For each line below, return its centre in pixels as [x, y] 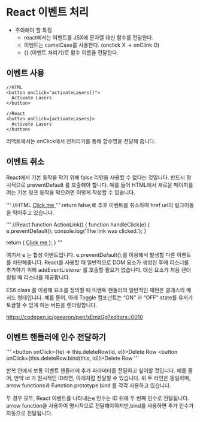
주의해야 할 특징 [33, 30]
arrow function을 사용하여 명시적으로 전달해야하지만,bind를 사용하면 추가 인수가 [100, 406]
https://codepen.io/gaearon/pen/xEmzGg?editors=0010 [75, 317]
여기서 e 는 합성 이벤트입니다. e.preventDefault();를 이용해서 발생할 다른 [91, 254]
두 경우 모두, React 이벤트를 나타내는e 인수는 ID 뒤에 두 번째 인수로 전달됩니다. [98, 398]
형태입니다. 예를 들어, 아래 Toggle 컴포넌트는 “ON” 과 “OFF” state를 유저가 [105, 297]
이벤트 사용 [25, 73]
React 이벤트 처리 [48, 12]
